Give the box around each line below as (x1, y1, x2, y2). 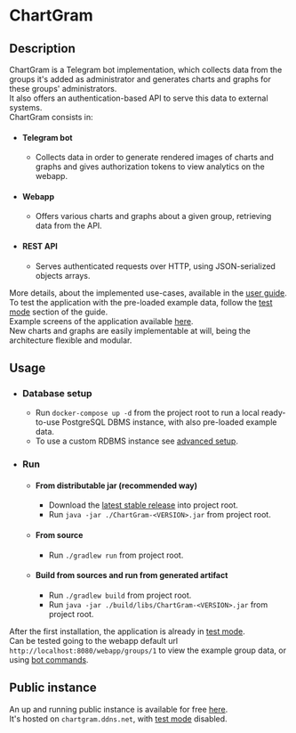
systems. (9, 102, 43, 112)
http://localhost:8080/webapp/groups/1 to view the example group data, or (9, 645, 287, 656)
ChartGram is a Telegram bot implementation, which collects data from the (9, 64, 283, 75)
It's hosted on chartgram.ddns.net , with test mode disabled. (9, 713, 228, 724)
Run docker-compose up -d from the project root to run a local (35, 407, 260, 419)
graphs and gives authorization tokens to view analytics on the (35, 161, 265, 172)
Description (9, 41, 76, 56)
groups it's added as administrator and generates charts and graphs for (9, 74, 271, 85)
